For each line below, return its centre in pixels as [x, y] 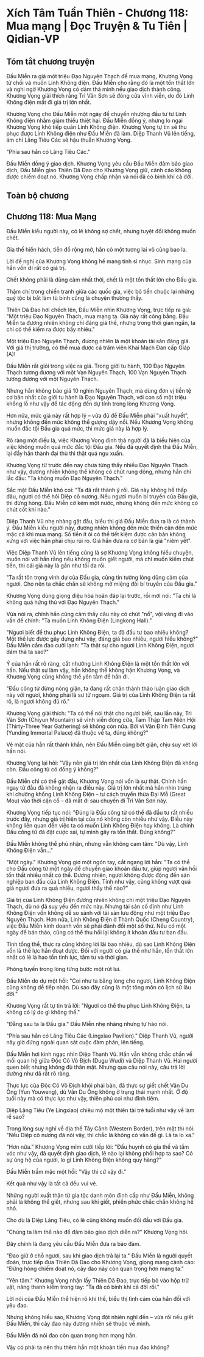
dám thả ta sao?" [28, 652]
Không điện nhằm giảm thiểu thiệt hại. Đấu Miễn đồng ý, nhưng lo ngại [94, 120]
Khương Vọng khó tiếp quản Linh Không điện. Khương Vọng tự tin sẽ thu [97, 127]
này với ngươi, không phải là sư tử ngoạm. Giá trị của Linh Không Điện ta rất [101, 695]
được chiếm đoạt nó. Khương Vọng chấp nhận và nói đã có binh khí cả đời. [100, 176]
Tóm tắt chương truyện [51, 61]
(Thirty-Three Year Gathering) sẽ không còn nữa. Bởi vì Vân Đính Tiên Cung [101, 726]
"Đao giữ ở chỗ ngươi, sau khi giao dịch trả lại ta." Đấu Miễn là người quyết [100, 1256]
